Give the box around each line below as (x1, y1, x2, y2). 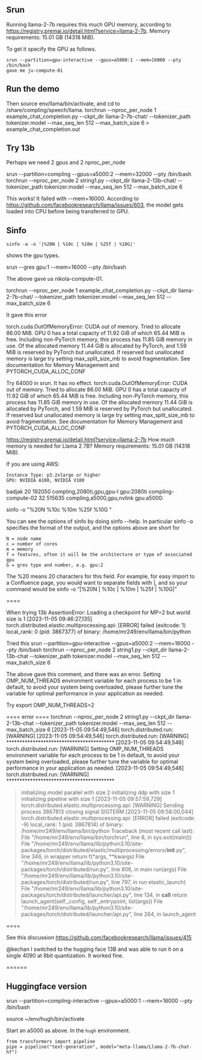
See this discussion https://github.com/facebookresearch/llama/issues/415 (6, 934, 192, 941)
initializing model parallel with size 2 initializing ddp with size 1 (20, 789, 175, 796)
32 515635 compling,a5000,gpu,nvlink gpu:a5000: (38, 494, 164, 502)
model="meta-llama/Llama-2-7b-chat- (100, 1044, 192, 1050)
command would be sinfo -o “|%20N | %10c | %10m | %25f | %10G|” (6, 586, 177, 593)
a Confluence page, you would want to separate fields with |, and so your (6, 579, 188, 586)
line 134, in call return (133, 891, 188, 898)
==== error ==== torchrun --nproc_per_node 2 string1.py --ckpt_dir (6, 713, 175, 721)
